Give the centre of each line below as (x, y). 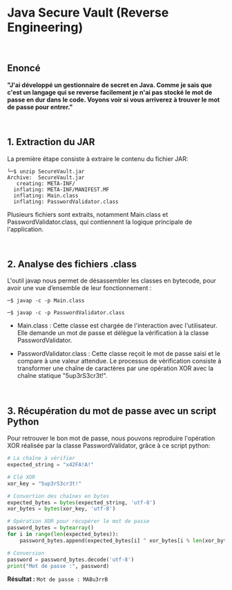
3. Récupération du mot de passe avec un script (112, 411)
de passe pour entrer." (40, 107)
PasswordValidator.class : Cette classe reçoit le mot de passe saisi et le (119, 354)
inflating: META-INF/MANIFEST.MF (61, 189)
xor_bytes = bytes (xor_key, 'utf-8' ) (61, 509)
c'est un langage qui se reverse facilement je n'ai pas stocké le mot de (110, 92)
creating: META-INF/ (46, 183)
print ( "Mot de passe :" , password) (58, 566)
